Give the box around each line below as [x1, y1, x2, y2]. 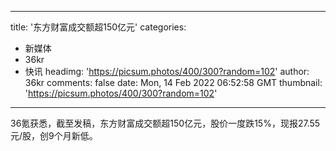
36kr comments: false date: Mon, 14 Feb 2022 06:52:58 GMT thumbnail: [24, 77, 323, 88]
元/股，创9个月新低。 [10, 130, 98, 141]
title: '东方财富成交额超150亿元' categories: [10, 21, 187, 33]
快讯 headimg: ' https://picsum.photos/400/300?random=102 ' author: [24, 66, 310, 77]
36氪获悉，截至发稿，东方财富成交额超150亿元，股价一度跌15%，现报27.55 [10, 117, 321, 129]
